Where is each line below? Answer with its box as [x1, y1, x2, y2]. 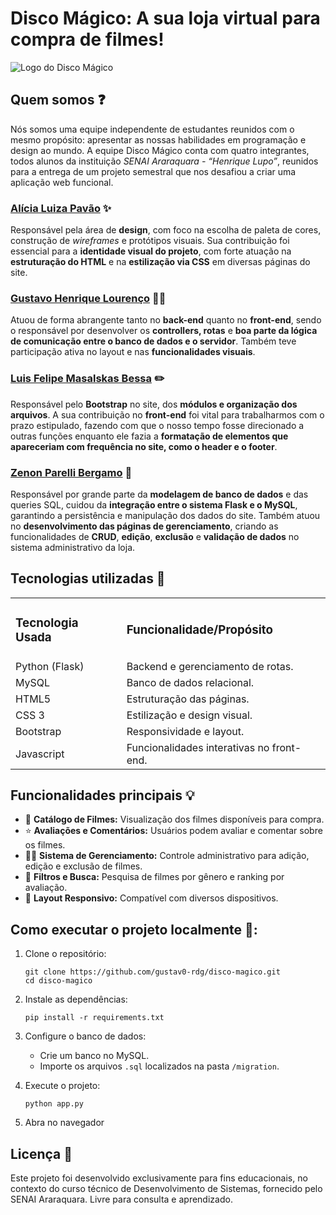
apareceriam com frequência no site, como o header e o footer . [10, 440, 278, 452]
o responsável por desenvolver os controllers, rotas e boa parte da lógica [10, 325, 318, 337]
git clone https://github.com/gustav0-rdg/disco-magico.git [24, 967, 281, 977]
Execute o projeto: [24, 1080, 101, 1092]
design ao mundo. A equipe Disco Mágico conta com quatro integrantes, [10, 144, 310, 156]
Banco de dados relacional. [126, 675, 255, 689]
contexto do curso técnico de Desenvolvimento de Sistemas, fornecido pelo [10, 1183, 323, 1195]
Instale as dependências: [24, 993, 128, 1006]
